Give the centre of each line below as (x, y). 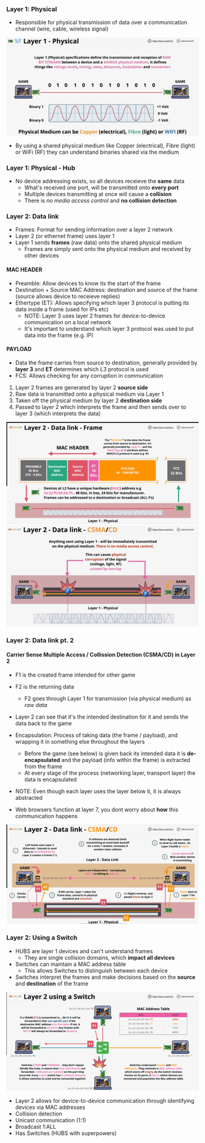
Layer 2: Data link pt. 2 (40, 640)
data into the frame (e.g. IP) (59, 335)
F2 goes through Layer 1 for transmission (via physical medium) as (108, 699)
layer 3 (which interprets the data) (58, 413)
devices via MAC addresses (50, 1107)
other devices (41, 256)
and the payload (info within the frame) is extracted (126, 760)
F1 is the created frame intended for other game (75, 675)
